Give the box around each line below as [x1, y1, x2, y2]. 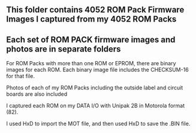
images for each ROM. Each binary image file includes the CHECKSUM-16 [6, 66, 189, 74]
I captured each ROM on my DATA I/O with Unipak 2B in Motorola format [6, 102, 185, 110]
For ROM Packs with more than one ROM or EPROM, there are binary [6, 60, 176, 67]
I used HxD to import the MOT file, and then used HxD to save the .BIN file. [6, 120, 191, 128]
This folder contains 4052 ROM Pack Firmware [6, 5, 185, 15]
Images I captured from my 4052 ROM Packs [6, 14, 177, 25]
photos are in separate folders [6, 44, 121, 54]
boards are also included [6, 90, 68, 98]
